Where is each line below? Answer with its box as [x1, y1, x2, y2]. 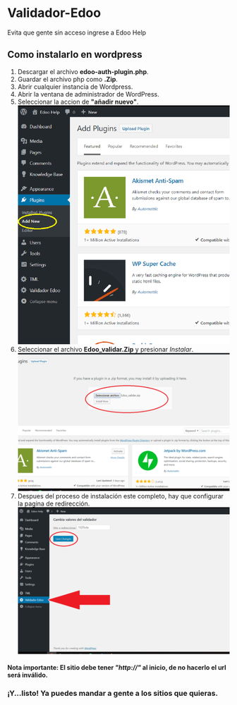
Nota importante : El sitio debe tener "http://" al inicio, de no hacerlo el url [7, 663, 227, 672]
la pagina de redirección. [17, 499, 90, 508]
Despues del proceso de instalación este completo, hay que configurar [17, 491, 224, 500]
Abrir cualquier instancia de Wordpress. [17, 82, 133, 91]
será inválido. [7, 671, 48, 680]
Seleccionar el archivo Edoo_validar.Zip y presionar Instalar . [17, 345, 194, 354]
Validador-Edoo [7, 5, 101, 21]
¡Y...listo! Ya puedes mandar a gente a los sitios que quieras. [7, 689, 219, 699]
